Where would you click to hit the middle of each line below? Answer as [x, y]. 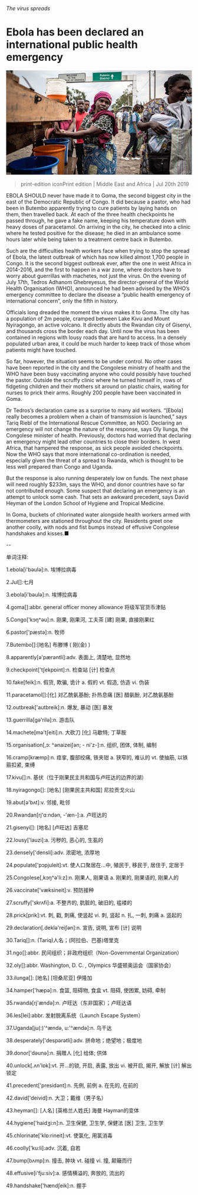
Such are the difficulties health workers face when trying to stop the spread [98, 251]
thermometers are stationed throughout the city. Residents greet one [89, 521]
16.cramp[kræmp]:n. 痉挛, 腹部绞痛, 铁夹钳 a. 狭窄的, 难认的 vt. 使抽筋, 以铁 [97, 758]
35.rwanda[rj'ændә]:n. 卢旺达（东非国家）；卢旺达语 [69, 1003]
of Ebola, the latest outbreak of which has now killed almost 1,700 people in [98, 257]
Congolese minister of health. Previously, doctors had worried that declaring [99, 436]
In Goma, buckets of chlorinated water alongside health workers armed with [98, 515]
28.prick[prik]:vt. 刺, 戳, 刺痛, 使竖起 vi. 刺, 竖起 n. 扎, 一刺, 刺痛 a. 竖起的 [94, 915]
